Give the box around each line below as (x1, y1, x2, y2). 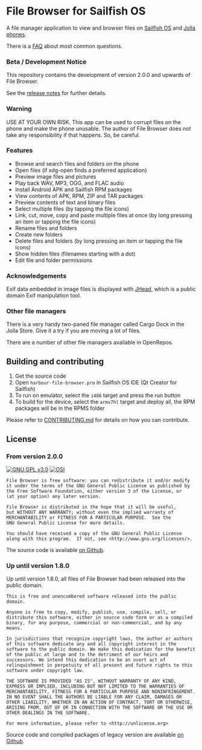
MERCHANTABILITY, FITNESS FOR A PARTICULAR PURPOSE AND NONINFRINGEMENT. (6, 689, 196, 695)
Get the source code (14, 372, 66, 380)
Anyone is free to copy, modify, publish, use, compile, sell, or (6, 610, 177, 616)
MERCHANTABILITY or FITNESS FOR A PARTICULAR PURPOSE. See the (6, 515, 171, 521)
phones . (6, 30, 27, 38)
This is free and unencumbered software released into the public (6, 593, 177, 600)
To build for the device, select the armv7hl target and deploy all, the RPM (14, 398, 195, 406)
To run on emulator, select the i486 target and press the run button (14, 392, 181, 399)
